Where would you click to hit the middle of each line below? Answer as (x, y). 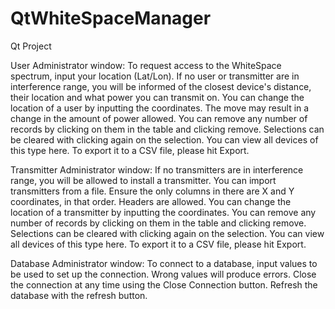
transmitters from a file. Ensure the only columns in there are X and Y (152, 191)
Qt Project (31, 46)
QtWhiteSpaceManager (111, 18)
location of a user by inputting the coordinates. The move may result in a (160, 108)
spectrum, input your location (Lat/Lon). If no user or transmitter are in (155, 76)
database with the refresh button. (79, 295)
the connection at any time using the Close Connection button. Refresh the (164, 284)
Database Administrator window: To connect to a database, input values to (164, 263)
